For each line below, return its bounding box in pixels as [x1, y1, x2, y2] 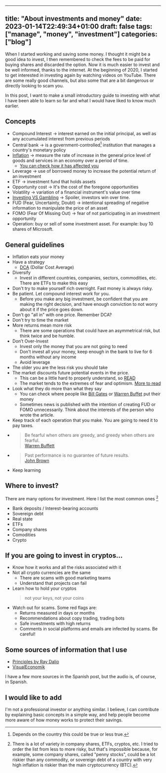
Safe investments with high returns [19, 621, 91, 627]
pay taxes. [12, 422, 34, 428]
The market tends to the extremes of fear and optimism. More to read [19, 380, 161, 386]
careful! [19, 631, 36, 637]
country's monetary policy [12, 147, 66, 153]
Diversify [12, 270, 31, 276]
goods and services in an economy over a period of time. [12, 157, 129, 164]
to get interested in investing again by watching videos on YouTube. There [5, 72, 156, 78]
